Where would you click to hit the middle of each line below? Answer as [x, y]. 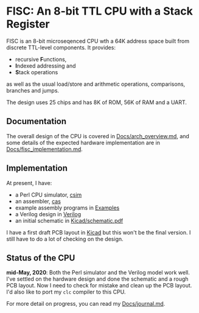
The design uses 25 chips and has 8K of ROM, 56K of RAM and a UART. [97, 102]
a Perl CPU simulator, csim [48, 195]
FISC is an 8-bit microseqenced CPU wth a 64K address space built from [98, 41]
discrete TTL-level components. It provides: [61, 47]
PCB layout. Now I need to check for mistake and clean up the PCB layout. [99, 286]
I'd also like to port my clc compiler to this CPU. [66, 292]
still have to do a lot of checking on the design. [65, 239]
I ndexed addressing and [45, 66]
